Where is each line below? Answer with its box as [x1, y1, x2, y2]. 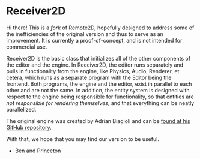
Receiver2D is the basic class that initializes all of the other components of [6, 55, 191, 62]
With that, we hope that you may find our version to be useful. [6, 135, 159, 142]
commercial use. [6, 43, 47, 50]
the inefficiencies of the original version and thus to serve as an [6, 30, 164, 37]
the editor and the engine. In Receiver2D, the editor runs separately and [6, 61, 184, 68]
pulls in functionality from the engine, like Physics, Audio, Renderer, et [6, 67, 180, 74]
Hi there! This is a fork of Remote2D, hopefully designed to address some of [6, 24, 195, 31]
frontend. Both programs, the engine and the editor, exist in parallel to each [6, 80, 192, 88]
